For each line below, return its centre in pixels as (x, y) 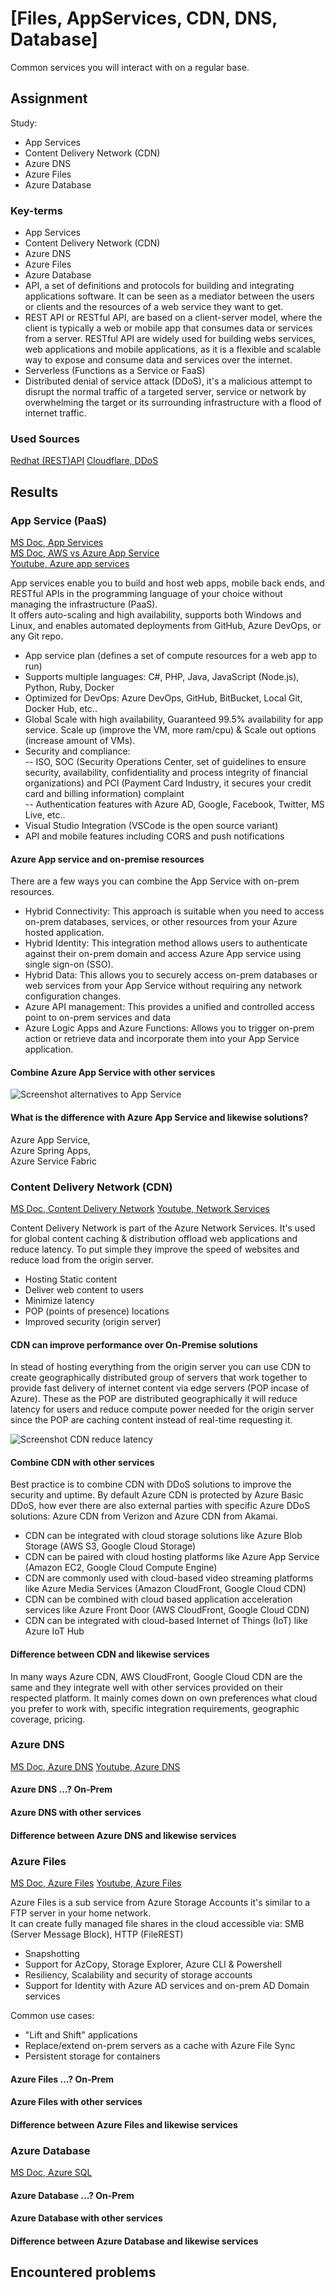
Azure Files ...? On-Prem (62, 2079)
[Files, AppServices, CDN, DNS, (144, 18)
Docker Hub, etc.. (61, 709)
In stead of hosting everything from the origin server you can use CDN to (161, 1367)
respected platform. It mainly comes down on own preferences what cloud (164, 1698)
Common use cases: (52, 2015)
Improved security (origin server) (93, 1321)
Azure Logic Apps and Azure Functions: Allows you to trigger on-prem (169, 1028)
